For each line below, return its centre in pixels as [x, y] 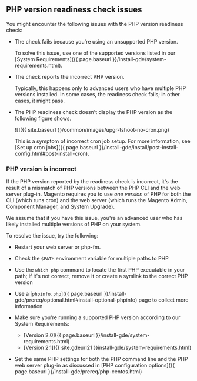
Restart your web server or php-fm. [58, 247]
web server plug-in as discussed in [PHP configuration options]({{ [95, 365]
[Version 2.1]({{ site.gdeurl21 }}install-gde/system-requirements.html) [107, 348]
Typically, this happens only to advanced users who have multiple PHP [100, 88]
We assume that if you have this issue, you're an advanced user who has [94, 218]
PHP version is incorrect [41, 169]
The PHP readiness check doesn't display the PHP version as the [93, 112]
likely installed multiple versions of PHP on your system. [74, 224]
